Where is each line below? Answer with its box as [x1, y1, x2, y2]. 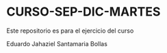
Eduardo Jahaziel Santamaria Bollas [6, 39, 107, 48]
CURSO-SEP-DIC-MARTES [6, 4, 161, 20]
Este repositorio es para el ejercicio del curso [6, 26, 134, 35]
